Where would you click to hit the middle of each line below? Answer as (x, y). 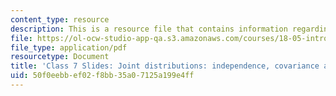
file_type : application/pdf (69, 47)
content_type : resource (60, 19)
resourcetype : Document (60, 57)
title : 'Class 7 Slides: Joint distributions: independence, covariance (165, 66)
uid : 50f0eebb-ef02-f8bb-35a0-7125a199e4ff (102, 76)
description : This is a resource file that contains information (149, 29)
